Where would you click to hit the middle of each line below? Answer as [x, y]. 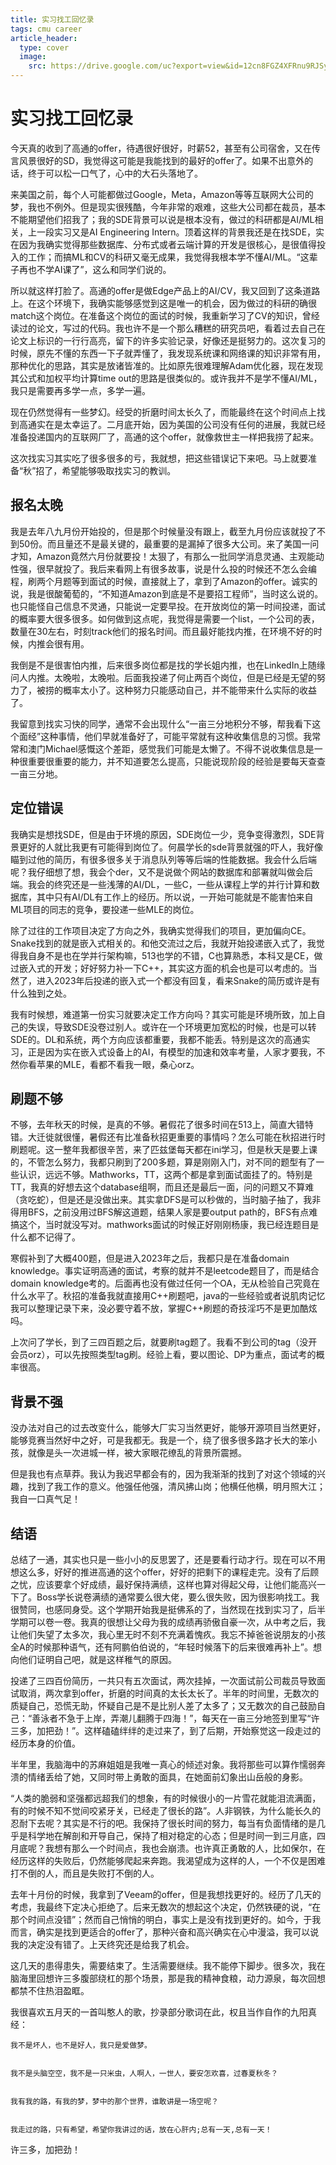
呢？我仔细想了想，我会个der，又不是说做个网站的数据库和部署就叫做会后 [162, 872]
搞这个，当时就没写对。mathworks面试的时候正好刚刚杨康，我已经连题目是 [165, 1225]
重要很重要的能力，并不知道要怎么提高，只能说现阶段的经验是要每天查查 [176, 761]
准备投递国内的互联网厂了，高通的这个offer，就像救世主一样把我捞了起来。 [165, 437]
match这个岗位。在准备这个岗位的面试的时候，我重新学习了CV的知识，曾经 [165, 315]
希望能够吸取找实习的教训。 [119, 470]
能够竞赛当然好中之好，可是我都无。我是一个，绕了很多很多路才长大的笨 [159, 1440]
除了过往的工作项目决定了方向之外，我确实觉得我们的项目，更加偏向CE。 [161, 930]
